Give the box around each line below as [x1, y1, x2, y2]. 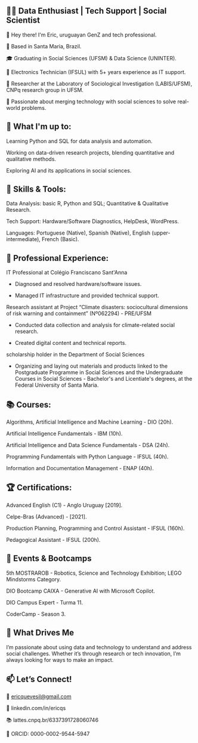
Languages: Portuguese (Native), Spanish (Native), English [6, 229, 151, 236]
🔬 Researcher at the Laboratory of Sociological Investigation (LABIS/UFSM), [6, 80, 193, 87]
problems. [21, 104, 47, 111]
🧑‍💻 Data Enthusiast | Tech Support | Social [6, 6, 167, 16]
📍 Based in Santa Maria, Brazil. [6, 42, 82, 50]
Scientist [6, 16, 41, 26]
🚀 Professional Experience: [6, 253, 109, 263]
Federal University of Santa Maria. [14, 381, 99, 389]
